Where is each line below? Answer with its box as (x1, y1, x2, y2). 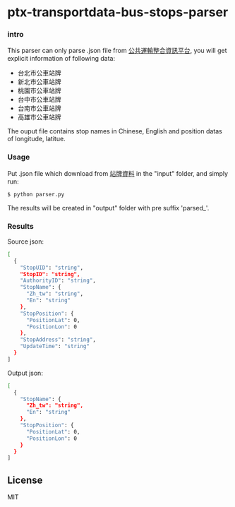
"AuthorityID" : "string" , (20, 277, 97, 285)
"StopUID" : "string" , (20, 264, 83, 271)
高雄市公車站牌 (17, 113, 61, 121)
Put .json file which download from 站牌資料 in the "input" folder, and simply (7, 169, 228, 177)
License (7, 474, 43, 486)
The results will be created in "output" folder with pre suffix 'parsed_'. (7, 203, 210, 212)
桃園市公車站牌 (17, 86, 61, 95)
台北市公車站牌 (17, 68, 61, 78)
